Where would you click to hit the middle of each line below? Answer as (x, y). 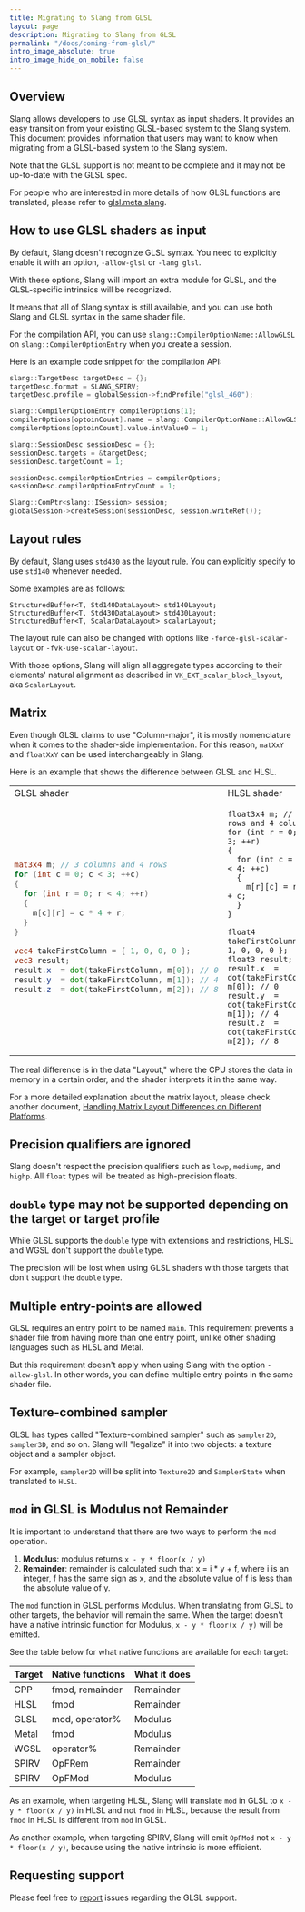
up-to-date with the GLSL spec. (69, 174)
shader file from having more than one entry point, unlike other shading (143, 1338)
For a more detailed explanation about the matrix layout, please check (140, 1097)
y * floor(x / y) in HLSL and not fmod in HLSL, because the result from (144, 1810)
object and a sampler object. (63, 1454)
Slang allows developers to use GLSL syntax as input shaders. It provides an (152, 118)
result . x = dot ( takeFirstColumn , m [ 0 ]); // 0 (117, 971)
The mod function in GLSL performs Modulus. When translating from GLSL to (152, 1605)
